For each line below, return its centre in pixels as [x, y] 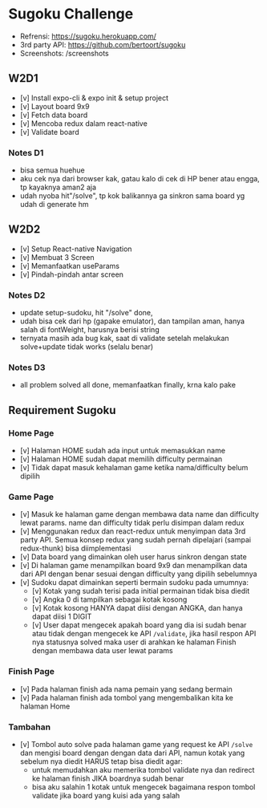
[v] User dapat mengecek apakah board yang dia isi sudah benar [139, 625]
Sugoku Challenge [71, 14]
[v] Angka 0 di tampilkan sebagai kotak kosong [109, 599]
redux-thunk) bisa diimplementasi [75, 548]
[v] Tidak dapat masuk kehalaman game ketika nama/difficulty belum [134, 468]
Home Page [31, 432]
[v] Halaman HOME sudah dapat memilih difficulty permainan [121, 459]
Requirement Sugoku [62, 410]
